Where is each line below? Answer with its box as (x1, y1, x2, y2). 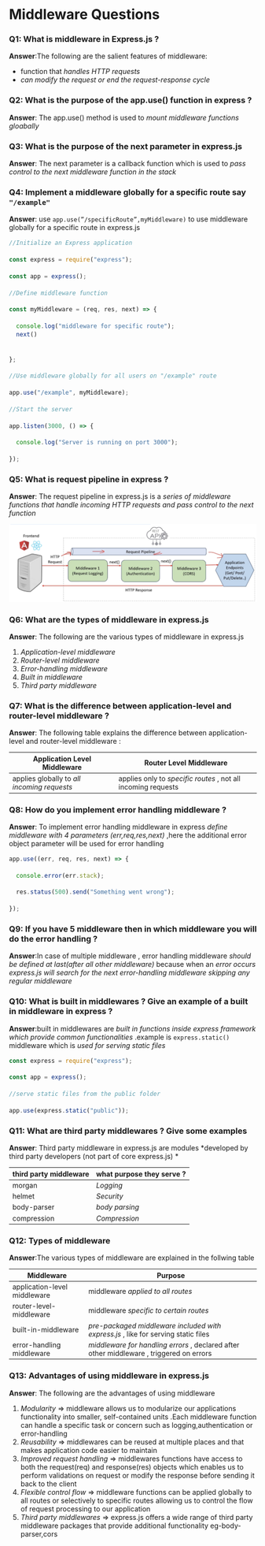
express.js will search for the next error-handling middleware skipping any (9, 968, 250, 978)
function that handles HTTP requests (20, 67, 141, 76)
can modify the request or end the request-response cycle (20, 75, 211, 84)
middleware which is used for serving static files (9, 1040, 166, 1050)
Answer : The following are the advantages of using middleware (9, 1388, 215, 1398)
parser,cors (20, 1529, 58, 1538)
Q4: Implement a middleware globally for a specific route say (9, 187, 247, 198)
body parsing (96, 1202, 140, 1212)
